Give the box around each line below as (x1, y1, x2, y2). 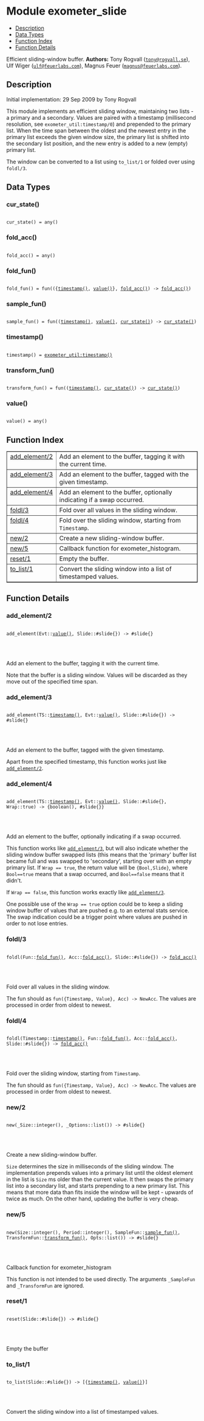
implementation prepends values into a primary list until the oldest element (6, 1169, 193, 1177)
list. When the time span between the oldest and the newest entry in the (6, 126, 186, 134)
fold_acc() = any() (6, 252, 56, 259)
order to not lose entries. (6, 920, 69, 927)
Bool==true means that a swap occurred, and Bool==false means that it (6, 871, 185, 878)
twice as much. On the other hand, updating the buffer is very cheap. (6, 1195, 179, 1202)
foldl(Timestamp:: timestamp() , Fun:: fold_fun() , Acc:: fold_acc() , (6, 1035, 178, 1041)
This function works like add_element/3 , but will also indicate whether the (6, 844, 188, 852)
